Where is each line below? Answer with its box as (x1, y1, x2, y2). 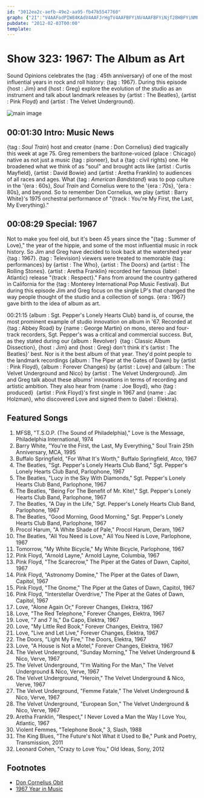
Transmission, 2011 (15, 738, 64, 746)
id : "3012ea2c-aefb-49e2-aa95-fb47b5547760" (7, 9, 121, 15)
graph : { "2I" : (7, 15, 43, 21)
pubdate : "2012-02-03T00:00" (7, 20, 81, 26)
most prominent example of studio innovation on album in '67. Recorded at (7, 318, 192, 325)
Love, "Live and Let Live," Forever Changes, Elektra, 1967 (15, 629, 159, 636)
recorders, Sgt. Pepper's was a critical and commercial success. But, (21, 330, 193, 338)
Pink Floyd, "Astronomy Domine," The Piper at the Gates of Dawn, (15, 571, 180, 578)
